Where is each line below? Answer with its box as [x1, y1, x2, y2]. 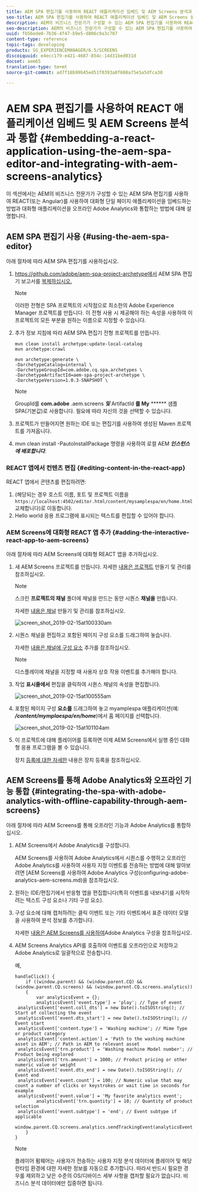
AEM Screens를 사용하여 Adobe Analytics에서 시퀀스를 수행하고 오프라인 [14, 854, 186, 862]
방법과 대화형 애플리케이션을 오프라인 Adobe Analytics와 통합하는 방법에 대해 [6, 205, 185, 212]
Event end [14, 1072, 40, 1079]
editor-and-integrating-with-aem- [6, 157, 178, 171]
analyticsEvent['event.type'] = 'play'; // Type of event [36, 1000, 182, 1006]
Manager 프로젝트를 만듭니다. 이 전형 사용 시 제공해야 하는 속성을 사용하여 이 [14, 309, 193, 316]
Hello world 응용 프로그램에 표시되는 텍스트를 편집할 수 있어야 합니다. [14, 512, 176, 519]
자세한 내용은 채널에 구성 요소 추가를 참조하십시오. [14, 644, 130, 651]
